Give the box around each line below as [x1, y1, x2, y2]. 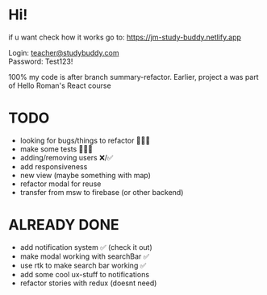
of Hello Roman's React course [8, 81, 111, 90]
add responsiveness [19, 161, 88, 171]
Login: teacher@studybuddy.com [8, 48, 119, 57]
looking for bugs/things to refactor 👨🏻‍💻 [19, 135, 151, 145]
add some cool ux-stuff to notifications [19, 269, 150, 279]
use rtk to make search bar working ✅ [19, 260, 147, 270]
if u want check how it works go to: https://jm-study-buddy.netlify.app [8, 32, 242, 42]
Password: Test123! [8, 56, 73, 66]
